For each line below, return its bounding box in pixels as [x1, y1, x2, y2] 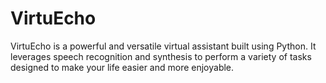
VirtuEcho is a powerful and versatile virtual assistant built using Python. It [10, 40, 317, 52]
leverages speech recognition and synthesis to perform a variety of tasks [10, 50, 312, 62]
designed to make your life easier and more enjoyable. [10, 61, 235, 73]
